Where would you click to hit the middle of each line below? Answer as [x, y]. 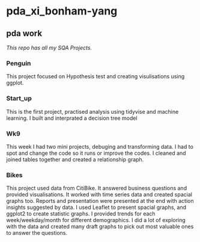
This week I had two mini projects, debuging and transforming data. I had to [100, 146]
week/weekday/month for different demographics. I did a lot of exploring [96, 220]
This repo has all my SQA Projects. [49, 48]
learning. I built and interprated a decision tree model [72, 118]
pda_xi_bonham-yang [62, 11]
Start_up [19, 99]
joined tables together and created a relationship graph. [75, 159]
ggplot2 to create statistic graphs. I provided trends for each [81, 214]
